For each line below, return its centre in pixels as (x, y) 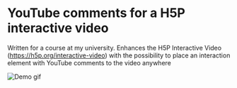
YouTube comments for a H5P (96, 13)
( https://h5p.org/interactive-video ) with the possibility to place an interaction (119, 55)
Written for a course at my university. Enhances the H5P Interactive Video (114, 48)
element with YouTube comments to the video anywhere (89, 62)
